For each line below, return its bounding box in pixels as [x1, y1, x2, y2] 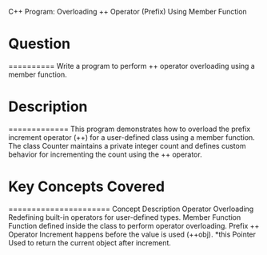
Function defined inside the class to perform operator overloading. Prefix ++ [8, 221, 260, 230]
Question [8, 35, 70, 53]
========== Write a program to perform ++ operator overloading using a [8, 61, 256, 70]
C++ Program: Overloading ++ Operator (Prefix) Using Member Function [8, 7, 248, 16]
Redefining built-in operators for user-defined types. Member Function [8, 212, 241, 222]
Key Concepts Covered [8, 177, 165, 196]
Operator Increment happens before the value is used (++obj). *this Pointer [8, 229, 257, 239]
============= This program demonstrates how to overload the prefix [8, 124, 251, 133]
